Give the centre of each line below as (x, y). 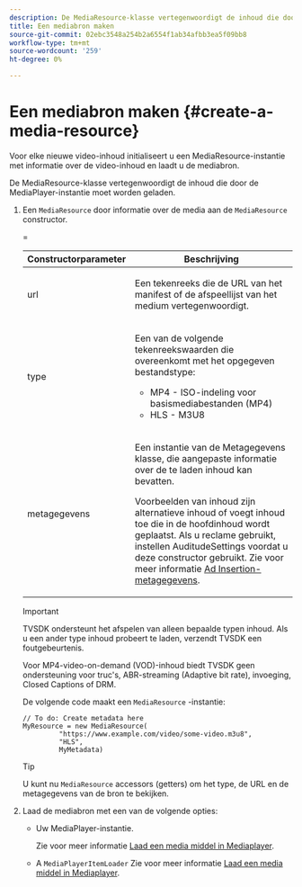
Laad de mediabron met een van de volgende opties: (120, 811)
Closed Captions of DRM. (69, 684)
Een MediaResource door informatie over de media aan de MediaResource (155, 210)
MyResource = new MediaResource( (85, 726)
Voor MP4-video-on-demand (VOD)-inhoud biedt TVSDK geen (138, 665)
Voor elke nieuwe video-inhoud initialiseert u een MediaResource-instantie (147, 156)
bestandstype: (165, 372)
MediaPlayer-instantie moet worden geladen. (93, 192)
